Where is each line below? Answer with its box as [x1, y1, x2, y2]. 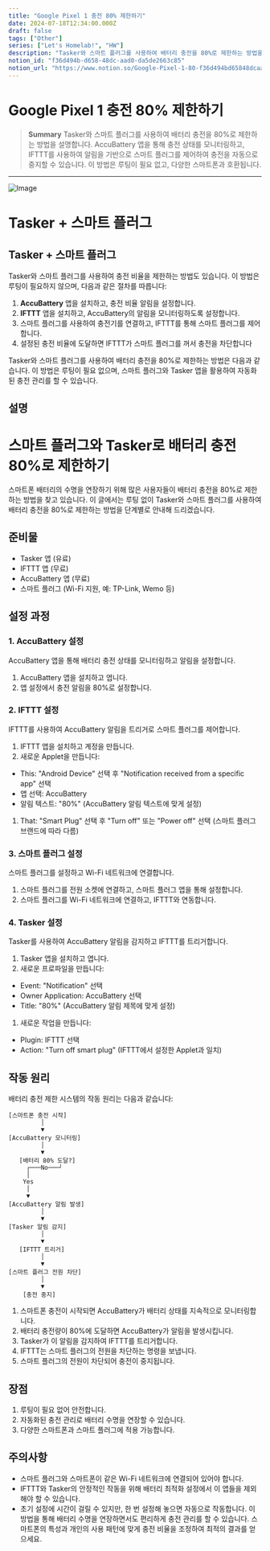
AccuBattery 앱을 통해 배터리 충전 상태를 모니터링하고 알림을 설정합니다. [8, 655, 235, 665]
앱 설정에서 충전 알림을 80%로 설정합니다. [19, 683, 152, 692]
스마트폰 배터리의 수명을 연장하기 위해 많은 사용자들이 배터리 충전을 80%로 [8, 485, 243, 494]
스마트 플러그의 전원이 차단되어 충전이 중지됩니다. [19, 1356, 175, 1366]
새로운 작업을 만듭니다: [19, 1018, 92, 1028]
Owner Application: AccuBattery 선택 [19, 991, 142, 1001]
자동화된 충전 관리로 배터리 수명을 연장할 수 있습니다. [19, 1415, 186, 1425]
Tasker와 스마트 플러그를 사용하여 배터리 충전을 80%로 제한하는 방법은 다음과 [8, 355, 252, 365]
